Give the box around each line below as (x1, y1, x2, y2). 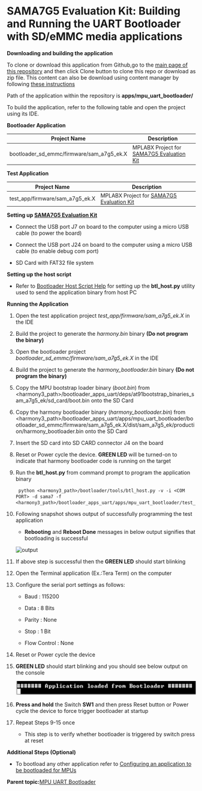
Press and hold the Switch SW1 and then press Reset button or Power (15, 701, 189, 708)
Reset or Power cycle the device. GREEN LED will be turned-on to (15, 451, 177, 458)
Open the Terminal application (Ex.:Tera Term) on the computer (15, 569, 172, 577)
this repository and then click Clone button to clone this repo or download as (7, 67, 196, 74)
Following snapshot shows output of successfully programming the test (15, 511, 192, 518)
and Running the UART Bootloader (7, 17, 181, 31)
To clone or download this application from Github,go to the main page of (7, 61, 188, 68)
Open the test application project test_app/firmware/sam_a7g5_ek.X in (15, 312, 190, 320)
